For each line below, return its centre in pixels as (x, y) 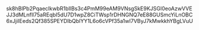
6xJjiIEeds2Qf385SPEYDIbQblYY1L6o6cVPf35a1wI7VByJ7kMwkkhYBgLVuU (99, 21)
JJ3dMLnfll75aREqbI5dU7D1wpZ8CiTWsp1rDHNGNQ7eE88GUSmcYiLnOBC (99, 15)
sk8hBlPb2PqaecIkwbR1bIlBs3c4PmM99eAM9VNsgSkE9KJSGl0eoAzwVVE (99, 9)
